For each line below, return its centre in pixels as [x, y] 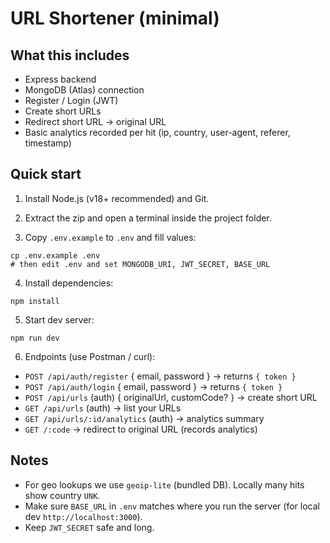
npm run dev [35, 338]
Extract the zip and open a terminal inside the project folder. [148, 218]
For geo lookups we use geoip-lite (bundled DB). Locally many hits [164, 484]
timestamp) [48, 143]
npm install [35, 301]
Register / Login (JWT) [71, 100]
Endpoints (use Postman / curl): [90, 356]
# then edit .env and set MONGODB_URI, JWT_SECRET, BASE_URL [140, 264]
